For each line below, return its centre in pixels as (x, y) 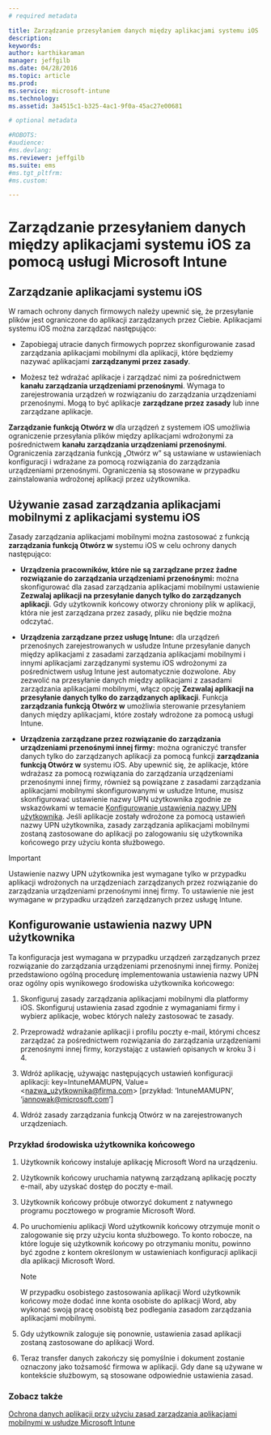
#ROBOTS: (23, 135)
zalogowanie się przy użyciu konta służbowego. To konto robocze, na (136, 1235)
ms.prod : (23, 83)
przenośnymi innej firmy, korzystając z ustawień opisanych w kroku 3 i (138, 1049)
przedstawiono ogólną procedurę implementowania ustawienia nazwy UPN (133, 975)
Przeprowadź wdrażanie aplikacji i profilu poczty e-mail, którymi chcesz (140, 1031)
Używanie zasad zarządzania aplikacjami (114, 505)
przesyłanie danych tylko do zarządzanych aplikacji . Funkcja (124, 697)
